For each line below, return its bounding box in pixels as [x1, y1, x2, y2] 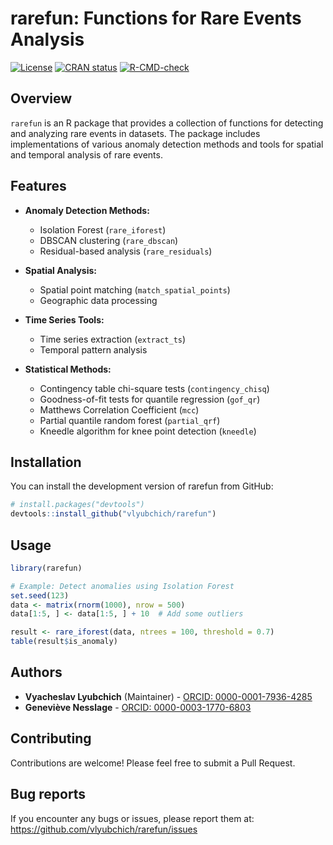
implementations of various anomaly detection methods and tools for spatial [10, 138, 324, 150]
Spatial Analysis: [24, 264, 98, 276]
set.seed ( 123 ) [10, 590, 70, 601]
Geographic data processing [39, 294, 158, 306]
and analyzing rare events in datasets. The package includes [10, 127, 261, 139]
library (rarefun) [10, 563, 83, 573]
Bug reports [10, 786, 87, 803]
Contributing [10, 730, 92, 747]
